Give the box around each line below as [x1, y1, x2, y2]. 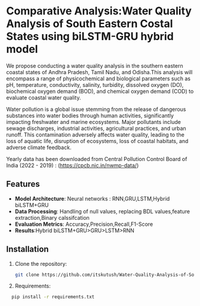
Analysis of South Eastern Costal [6, 17, 173, 31]
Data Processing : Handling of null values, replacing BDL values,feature [14, 208, 190, 215]
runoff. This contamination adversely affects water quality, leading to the [6, 131, 185, 138]
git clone [14, 271, 40, 278]
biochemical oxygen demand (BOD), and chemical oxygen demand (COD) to [6, 87, 194, 95]
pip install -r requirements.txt [11, 294, 95, 300]
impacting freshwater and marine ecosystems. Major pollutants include [6, 118, 181, 125]
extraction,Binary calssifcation [14, 214, 90, 221]
